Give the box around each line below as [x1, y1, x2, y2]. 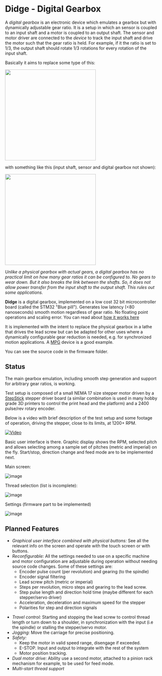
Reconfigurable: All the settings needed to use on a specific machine [12, 553, 150, 559]
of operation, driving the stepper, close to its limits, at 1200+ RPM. [5, 420, 136, 426]
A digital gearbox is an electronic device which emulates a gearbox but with [5, 19, 156, 25]
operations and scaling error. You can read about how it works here [5, 314, 139, 320]
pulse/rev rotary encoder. [5, 405, 56, 411]
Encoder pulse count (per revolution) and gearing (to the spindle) [19, 568, 149, 574]
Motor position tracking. [19, 650, 67, 656]
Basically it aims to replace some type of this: [5, 60, 95, 65]
